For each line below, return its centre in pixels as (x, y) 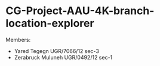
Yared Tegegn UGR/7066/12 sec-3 (57, 51)
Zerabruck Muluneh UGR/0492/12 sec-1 (63, 57)
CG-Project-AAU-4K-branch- (80, 11)
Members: (18, 39)
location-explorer (50, 23)
